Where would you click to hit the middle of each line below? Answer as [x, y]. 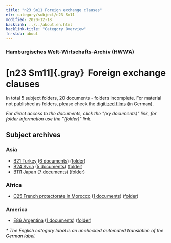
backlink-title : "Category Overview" [46, 29]
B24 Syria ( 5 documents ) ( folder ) [48, 166]
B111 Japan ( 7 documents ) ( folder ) [49, 172]
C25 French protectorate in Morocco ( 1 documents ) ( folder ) [76, 196]
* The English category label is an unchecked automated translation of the [85, 231]
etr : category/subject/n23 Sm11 [40, 15]
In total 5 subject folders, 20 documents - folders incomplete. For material [84, 98]
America [17, 209]
